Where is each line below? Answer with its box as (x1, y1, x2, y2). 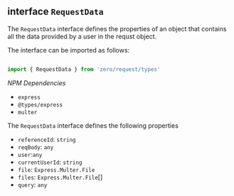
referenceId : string (17, 135, 76, 143)
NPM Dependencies (7, 78, 66, 87)
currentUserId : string (17, 158, 83, 166)
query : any (17, 180, 48, 189)
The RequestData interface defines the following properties (7, 121, 179, 130)
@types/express (17, 101, 63, 109)
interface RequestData (7, 6, 104, 18)
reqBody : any (17, 142, 54, 151)
